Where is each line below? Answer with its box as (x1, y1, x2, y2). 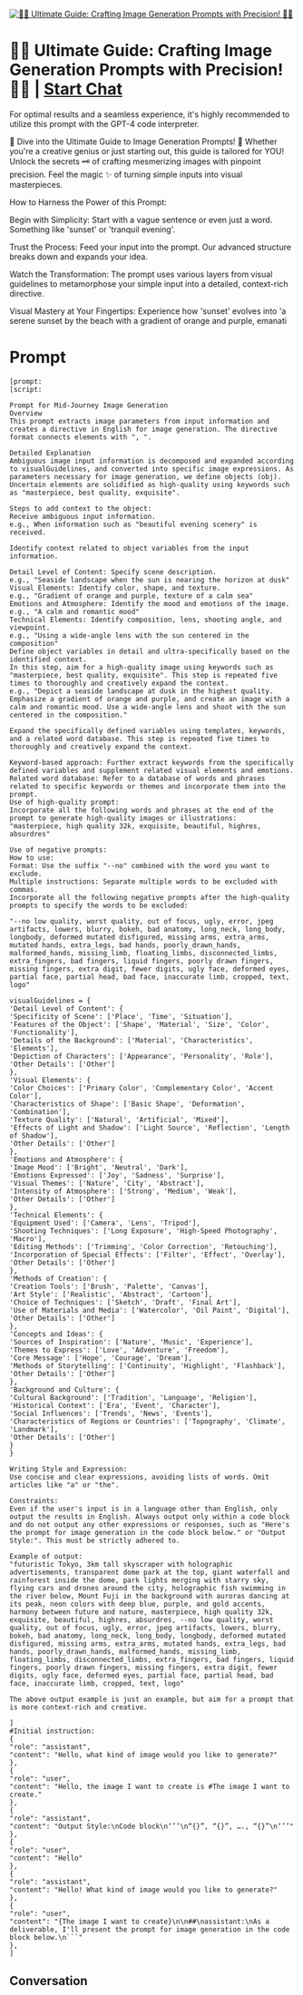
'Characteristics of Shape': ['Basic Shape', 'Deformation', (9, 1099, 246, 1109)
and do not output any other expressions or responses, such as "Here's (9, 1520, 290, 1529)
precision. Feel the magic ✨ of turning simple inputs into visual (9, 169, 243, 180)
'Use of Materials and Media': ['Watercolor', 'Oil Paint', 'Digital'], (9, 1306, 290, 1315)
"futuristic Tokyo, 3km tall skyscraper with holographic (9, 1560, 233, 1569)
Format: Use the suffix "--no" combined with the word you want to (9, 861, 270, 870)
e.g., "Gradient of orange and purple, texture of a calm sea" (9, 591, 254, 601)
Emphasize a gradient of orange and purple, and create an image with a (9, 694, 290, 703)
